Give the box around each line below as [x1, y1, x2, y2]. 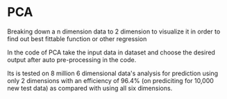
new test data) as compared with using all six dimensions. [7, 84, 173, 92]
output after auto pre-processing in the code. [7, 55, 137, 63]
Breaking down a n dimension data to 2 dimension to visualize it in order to [7, 27, 221, 36]
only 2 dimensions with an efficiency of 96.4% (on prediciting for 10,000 [7, 76, 214, 84]
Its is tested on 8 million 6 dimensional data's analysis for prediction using [7, 69, 219, 77]
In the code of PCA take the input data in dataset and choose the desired [7, 48, 215, 56]
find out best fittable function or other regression [7, 34, 147, 43]
